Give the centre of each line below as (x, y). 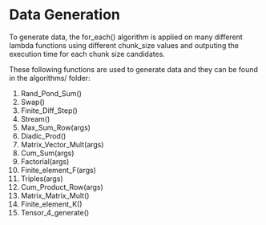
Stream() (35, 119)
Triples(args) (42, 179)
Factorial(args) (45, 161)
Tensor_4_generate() (55, 212)
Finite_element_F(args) (58, 170)
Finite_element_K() (51, 204)
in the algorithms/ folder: (50, 78)
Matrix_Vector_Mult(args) (62, 144)
